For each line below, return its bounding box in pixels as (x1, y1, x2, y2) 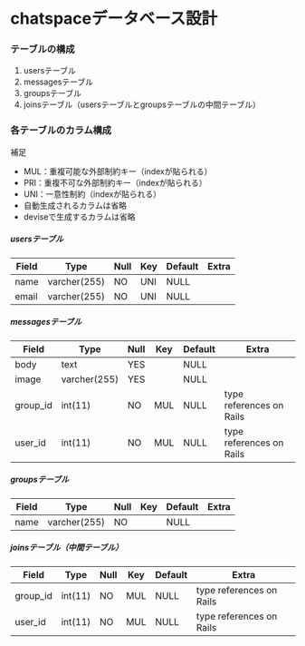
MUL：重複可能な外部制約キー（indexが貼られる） (23, 165, 213, 177)
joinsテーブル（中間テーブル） (10, 542, 124, 553)
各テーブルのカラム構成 (10, 124, 112, 137)
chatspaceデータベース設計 (10, 8, 218, 29)
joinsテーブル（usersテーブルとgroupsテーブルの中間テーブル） (23, 99, 262, 110)
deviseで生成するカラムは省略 (23, 210, 136, 222)
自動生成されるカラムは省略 (23, 200, 128, 210)
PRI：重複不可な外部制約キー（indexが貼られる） (23, 177, 207, 188)
